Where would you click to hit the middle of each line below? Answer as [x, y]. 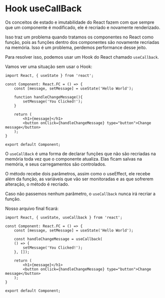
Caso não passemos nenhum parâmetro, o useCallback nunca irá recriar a [80, 194]
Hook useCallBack [43, 9]
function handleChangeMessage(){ [48, 97]
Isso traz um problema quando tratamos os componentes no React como [80, 37]
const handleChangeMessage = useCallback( [58, 239]
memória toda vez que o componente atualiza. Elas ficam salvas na [74, 159]
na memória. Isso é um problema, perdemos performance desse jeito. [76, 47]
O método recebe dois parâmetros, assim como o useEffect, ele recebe [78, 173]
